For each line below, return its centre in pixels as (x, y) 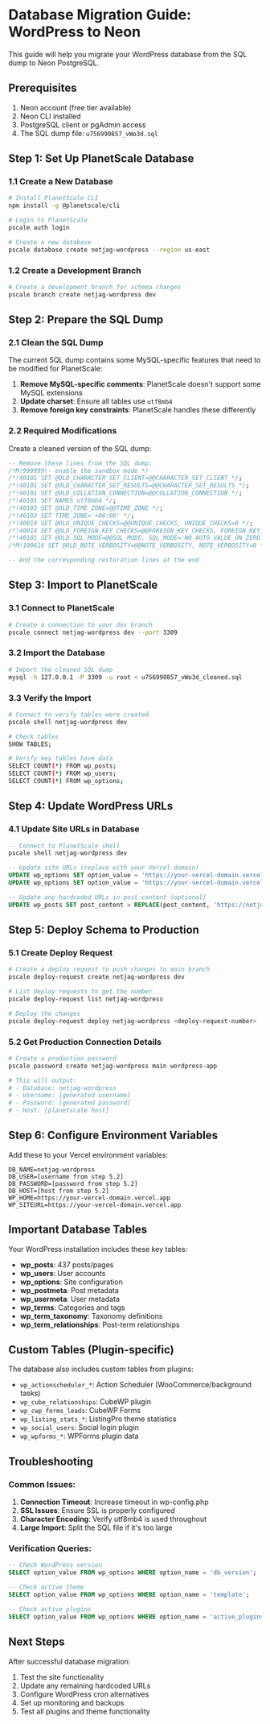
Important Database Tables (78, 1230)
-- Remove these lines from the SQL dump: (80, 463)
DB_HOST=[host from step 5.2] (59, 1191)
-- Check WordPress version (55, 1565)
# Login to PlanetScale (48, 220)
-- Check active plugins (50, 1609)
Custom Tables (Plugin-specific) (91, 1350)
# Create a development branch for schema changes (95, 287)
